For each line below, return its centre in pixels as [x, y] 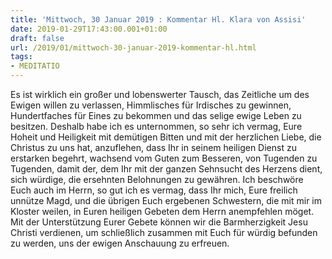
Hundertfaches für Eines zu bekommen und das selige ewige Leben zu [156, 115]
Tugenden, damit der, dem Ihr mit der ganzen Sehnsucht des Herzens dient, [166, 169]
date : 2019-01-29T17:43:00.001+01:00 [89, 29]
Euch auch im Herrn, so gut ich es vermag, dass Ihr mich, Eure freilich [154, 190]
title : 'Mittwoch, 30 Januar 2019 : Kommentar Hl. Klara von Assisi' [158, 19]
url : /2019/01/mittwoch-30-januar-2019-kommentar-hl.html [133, 47]
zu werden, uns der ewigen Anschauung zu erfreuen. [120, 243]
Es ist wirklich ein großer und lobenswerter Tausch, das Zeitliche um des [160, 94]
